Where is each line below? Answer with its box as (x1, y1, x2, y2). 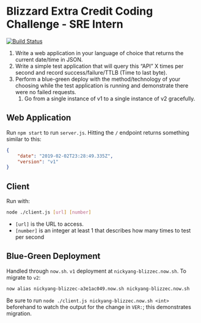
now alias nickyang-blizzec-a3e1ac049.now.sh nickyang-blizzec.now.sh (6, 286, 190, 292)
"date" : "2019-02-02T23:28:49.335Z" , (17, 153, 114, 159)
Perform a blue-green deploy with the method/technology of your (15, 75, 181, 83)
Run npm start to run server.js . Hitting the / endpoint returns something (6, 128, 189, 136)
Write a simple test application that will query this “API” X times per (15, 62, 184, 70)
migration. (6, 310, 32, 317)
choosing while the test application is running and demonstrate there (15, 81, 189, 89)
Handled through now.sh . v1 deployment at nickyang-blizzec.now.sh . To (6, 267, 186, 275)
